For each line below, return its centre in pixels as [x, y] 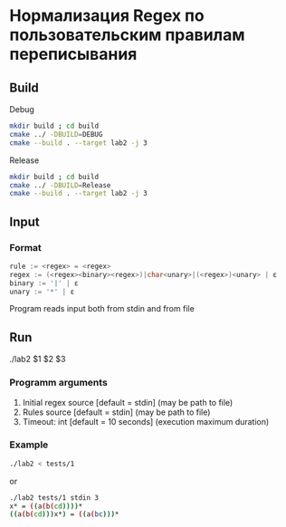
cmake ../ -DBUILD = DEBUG [56, 134]
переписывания [73, 54]
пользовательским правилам [128, 35]
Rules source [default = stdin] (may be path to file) [116, 412]
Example [29, 445]
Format [26, 247]
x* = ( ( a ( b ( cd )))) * [46, 506]
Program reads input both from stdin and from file [102, 309]
